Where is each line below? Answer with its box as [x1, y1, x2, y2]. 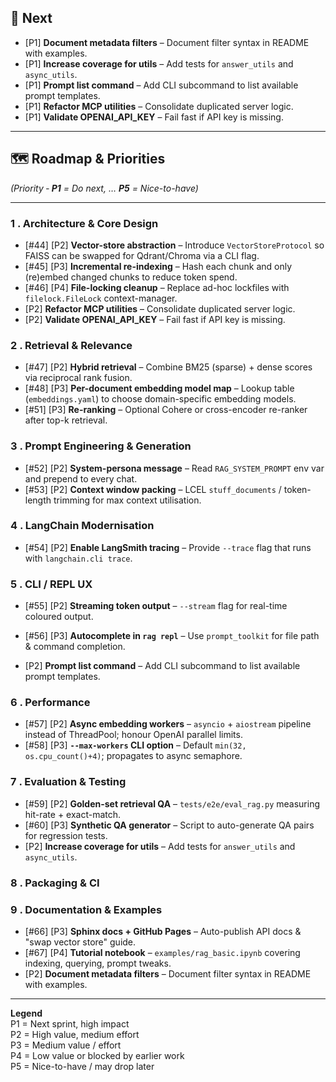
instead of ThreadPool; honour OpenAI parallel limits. [24, 729, 243, 741]
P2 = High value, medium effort [10, 1028, 140, 1040]
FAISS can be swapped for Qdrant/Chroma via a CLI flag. [24, 249, 260, 261]
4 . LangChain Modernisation [10, 519, 155, 533]
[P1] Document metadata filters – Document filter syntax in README [24, 36, 310, 48]
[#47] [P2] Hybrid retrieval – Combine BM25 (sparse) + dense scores [24, 361, 313, 373]
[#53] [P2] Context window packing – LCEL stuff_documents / [24, 483, 282, 495]
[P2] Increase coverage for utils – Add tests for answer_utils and [24, 840, 296, 852]
